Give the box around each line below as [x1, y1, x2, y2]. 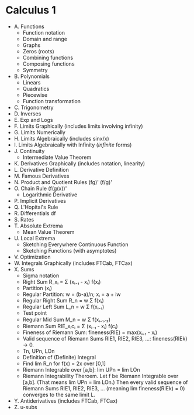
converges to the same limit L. [22, 391, 96, 398]
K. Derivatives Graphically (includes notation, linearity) [13, 159, 145, 167]
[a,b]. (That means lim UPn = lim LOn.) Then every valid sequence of [22, 379, 188, 386]
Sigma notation [22, 272, 60, 279]
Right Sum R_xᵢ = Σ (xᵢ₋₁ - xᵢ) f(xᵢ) [22, 278, 101, 285]
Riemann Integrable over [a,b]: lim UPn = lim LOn [22, 366, 140, 373]
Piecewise [22, 91, 48, 98]
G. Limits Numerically [13, 128, 65, 135]
